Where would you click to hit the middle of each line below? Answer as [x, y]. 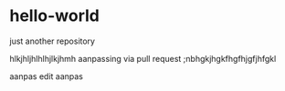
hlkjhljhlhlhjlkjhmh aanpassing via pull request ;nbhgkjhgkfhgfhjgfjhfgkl [143, 58]
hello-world [55, 16]
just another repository [53, 41]
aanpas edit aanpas [47, 76]
